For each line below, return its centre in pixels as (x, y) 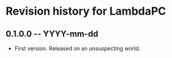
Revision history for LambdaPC (86, 11)
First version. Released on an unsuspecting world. (77, 48)
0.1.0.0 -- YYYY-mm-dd (52, 34)
